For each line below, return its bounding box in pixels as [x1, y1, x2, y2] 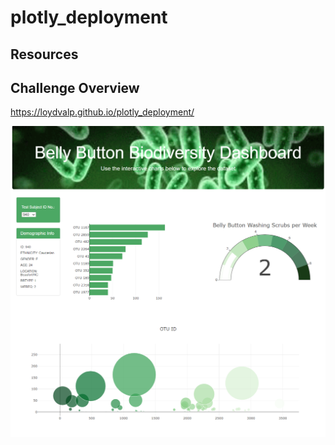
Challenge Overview [10, 79, 140, 96]
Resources [10, 46, 79, 63]
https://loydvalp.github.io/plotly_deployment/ [10, 106, 195, 118]
